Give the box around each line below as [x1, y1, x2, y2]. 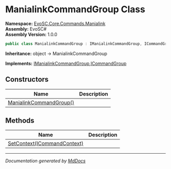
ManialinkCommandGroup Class [5, 4, 146, 15]
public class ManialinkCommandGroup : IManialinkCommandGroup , [5, 41, 142, 46]
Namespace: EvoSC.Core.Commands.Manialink [5, 20, 106, 27]
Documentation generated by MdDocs [5, 158, 85, 164]
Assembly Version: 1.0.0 [5, 31, 58, 37]
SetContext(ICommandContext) [8, 140, 84, 147]
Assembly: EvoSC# [5, 26, 47, 32]
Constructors [5, 75, 49, 84]
